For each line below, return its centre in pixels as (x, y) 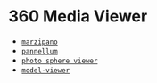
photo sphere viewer (59, 61)
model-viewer (45, 70)
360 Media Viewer (78, 17)
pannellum (40, 51)
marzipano (40, 42)
